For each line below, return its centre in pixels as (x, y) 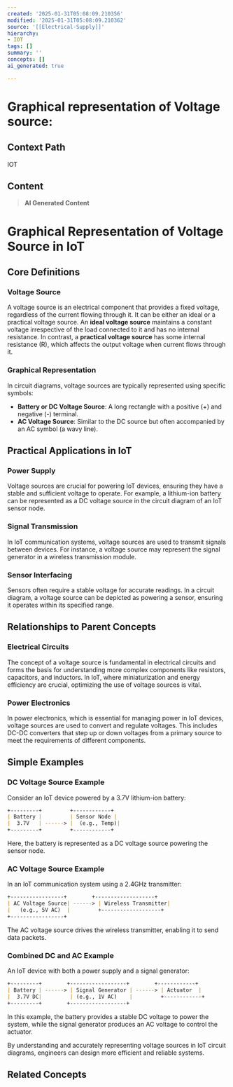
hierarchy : (23, 33)
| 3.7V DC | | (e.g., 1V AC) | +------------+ (106, 997)
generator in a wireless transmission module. (72, 556)
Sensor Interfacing (40, 575)
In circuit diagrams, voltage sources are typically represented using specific (116, 385)
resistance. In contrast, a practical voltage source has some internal (106, 337)
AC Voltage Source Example (56, 868)
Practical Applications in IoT (70, 451)
